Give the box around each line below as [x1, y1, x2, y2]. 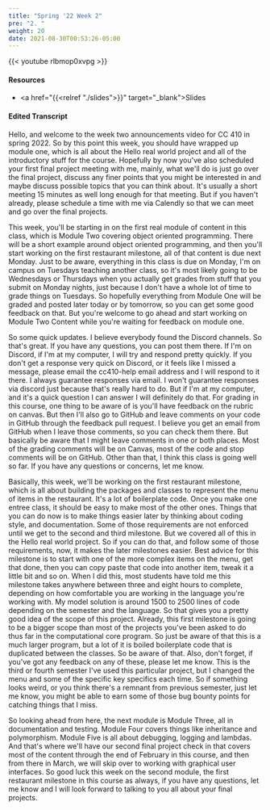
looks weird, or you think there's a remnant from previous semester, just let [8, 682, 257, 692]
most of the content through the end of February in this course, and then [8, 749, 250, 759]
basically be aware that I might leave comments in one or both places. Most [8, 435, 260, 445]
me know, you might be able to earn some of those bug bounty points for [8, 691, 251, 701]
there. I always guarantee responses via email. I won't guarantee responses [8, 375, 260, 384]
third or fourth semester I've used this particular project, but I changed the [8, 665, 255, 675]
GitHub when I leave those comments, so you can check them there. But [8, 426, 248, 436]
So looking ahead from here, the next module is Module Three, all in [8, 716, 234, 725]
